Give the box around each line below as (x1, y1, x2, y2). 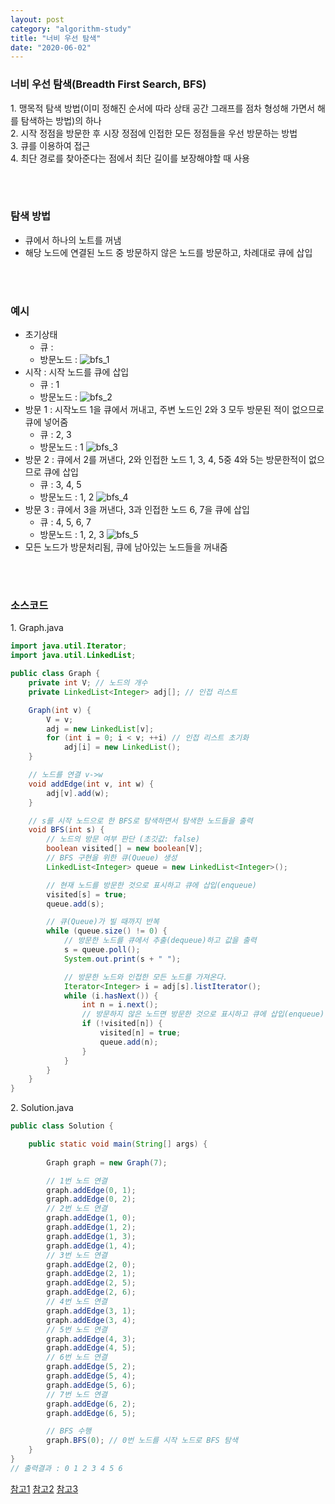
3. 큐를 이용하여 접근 (10, 139, 91, 151)
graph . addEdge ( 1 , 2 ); (46, 1222, 137, 1233)
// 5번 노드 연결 (46, 1324, 108, 1335)
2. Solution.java (10, 1102, 74, 1114)
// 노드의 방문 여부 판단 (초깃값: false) (46, 834, 201, 845)
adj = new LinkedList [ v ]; (46, 724, 155, 734)
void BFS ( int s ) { (28, 825, 105, 835)
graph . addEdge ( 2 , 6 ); (46, 1287, 137, 1298)
